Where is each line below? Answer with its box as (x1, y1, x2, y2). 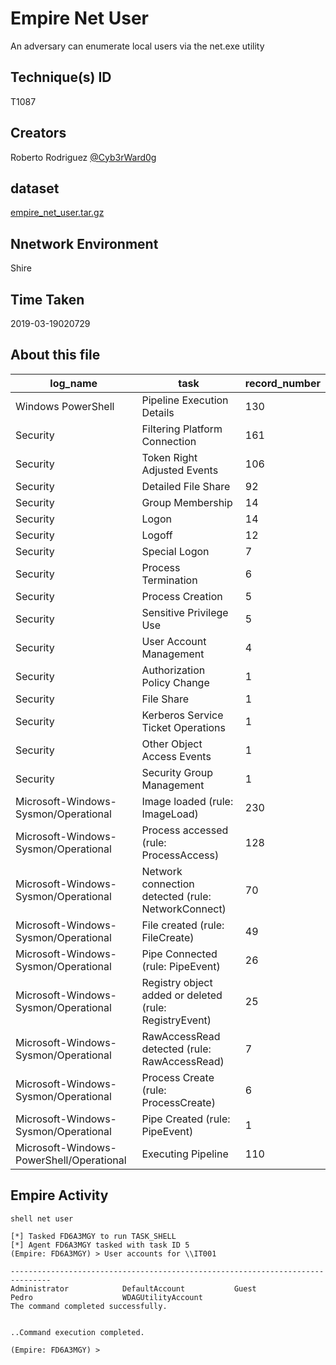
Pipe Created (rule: (141, 1112, 231, 1126)
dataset (10, 180, 60, 197)
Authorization (141, 663, 206, 677)
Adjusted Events (141, 463, 219, 477)
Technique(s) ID (10, 69, 112, 86)
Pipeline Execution (141, 393, 229, 407)
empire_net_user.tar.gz (10, 207, 105, 219)
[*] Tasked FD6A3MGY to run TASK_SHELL (10, 1231, 177, 1241)
